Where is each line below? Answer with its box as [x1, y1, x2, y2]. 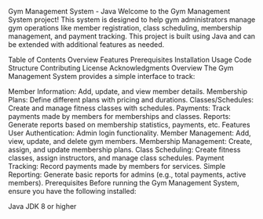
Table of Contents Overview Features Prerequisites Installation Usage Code [8, 55, 252, 64]
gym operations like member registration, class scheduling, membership [8, 23, 242, 32]
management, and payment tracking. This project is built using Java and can [8, 31, 256, 41]
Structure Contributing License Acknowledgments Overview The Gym [8, 63, 234, 73]
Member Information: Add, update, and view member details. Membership [8, 87, 247, 96]
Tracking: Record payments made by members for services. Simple [8, 162, 226, 171]
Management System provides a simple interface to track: [8, 72, 195, 81]
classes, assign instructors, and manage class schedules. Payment [8, 153, 225, 163]
